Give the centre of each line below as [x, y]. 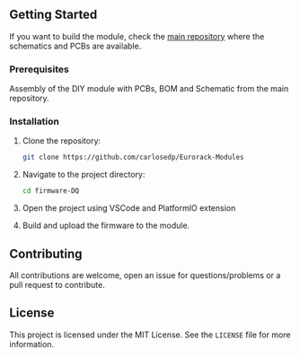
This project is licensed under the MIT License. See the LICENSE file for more [150, 335]
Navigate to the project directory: [84, 175]
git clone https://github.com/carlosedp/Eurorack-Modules [133, 157]
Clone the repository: [62, 141]
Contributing [46, 253]
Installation [35, 122]
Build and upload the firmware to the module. [106, 226]
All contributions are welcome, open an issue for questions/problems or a [145, 275]
